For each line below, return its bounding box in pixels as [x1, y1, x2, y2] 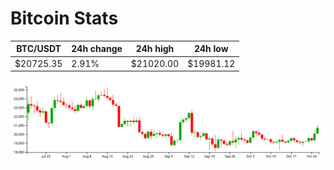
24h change [71, 43, 123, 55]
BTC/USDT [16, 43, 62, 55]
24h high [135, 43, 175, 55]
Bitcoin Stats [10, 7, 119, 30]
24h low [193, 43, 229, 55]
